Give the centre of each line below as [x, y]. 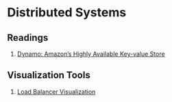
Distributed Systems [67, 13]
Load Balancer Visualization [56, 91]
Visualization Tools [49, 75]
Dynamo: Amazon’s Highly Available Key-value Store [91, 54]
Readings [28, 38]
